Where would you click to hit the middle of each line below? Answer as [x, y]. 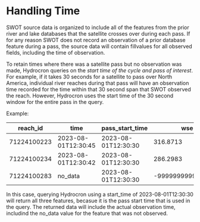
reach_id [30, 128]
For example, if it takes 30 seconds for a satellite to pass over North [89, 77]
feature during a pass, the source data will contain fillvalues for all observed [99, 46]
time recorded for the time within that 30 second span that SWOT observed [99, 89]
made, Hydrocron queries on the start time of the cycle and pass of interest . [100, 70]
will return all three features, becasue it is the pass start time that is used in [98, 201]
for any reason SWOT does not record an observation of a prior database [96, 40]
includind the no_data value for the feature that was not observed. [87, 213]
